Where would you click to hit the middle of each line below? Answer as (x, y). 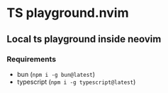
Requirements (32, 59)
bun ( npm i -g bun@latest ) (56, 74)
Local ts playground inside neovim (84, 39)
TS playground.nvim (68, 13)
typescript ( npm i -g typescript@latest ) (76, 82)
